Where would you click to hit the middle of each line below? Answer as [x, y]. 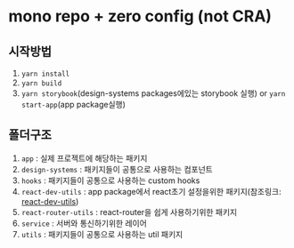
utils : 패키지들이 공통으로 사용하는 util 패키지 [102, 234]
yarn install [45, 74]
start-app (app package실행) [73, 104]
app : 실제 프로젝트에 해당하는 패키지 [84, 158]
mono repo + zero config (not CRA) [140, 16]
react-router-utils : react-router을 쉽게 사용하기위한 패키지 [129, 212]
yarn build [41, 84]
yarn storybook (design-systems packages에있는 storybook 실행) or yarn [153, 93]
